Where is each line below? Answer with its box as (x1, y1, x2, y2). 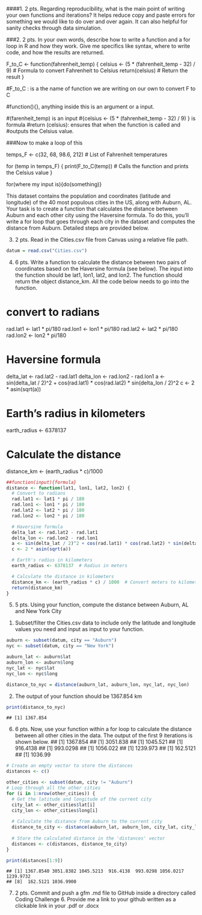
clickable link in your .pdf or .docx (14, 902, 99, 910)
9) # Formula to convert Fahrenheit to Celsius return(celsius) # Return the (6, 67, 188, 74)
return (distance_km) (11, 585, 63, 591)
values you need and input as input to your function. (14, 626, 144, 633)
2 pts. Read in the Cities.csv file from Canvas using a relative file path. (14, 236, 189, 243)
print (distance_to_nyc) (6, 704, 66, 710)
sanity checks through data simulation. (6, 24, 102, 31)
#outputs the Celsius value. (6, 128, 74, 134)
